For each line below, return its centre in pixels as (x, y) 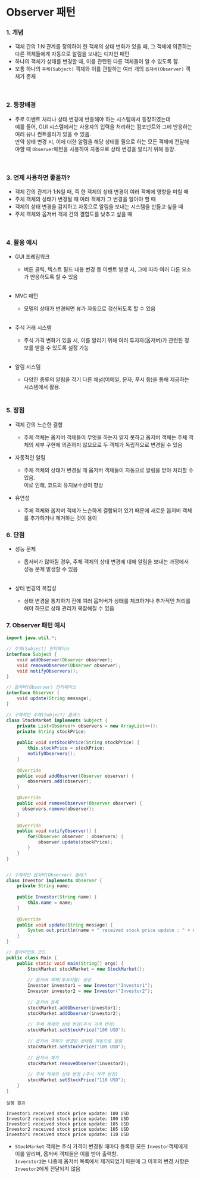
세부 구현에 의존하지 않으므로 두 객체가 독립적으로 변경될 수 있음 (109, 444)
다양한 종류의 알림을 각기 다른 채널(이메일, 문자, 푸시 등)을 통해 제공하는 (106, 379)
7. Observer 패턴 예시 (36, 625)
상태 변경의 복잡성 (35, 588)
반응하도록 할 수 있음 (54, 277)
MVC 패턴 (26, 296)
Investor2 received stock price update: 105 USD (68, 1129)
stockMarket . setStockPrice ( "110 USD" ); (77, 1080)
